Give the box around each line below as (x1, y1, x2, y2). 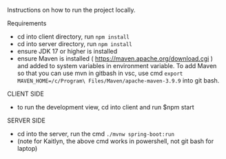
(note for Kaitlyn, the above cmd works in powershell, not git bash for (17, 137, 214, 145)
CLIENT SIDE (7, 89, 45, 98)
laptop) (17, 145, 38, 152)
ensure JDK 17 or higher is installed (17, 47, 118, 55)
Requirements (7, 19, 47, 27)
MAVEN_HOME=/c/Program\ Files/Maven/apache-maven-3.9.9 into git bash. (17, 76, 220, 85)
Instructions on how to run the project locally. (7, 6, 136, 14)
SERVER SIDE (7, 116, 46, 125)
